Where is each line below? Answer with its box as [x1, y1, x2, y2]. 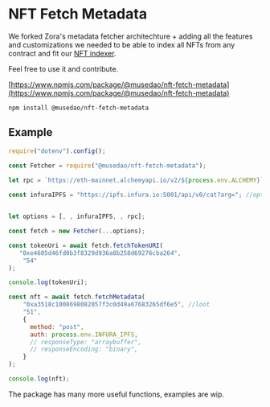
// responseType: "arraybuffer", [29, 338, 142, 346]
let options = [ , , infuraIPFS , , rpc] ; [8, 212, 146, 221]
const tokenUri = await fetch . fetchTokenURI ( [8, 241, 163, 249]
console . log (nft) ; [8, 375, 70, 383]
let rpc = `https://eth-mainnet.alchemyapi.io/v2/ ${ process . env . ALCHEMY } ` [8, 176, 264, 184]
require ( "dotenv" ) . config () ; [8, 146, 106, 155]
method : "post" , [29, 323, 84, 331]
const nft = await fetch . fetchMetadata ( [8, 293, 146, 302]
